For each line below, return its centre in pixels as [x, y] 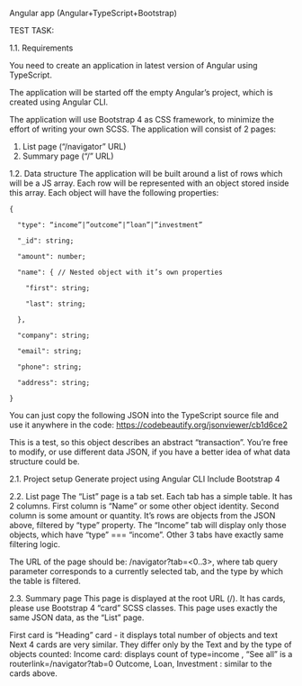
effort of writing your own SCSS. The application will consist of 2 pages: [143, 129]
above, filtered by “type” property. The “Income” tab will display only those [148, 525]
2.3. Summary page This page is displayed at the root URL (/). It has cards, [147, 598]
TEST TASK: [32, 30]
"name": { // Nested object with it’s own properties [120, 272]
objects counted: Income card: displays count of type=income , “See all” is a [151, 654]
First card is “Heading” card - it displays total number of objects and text [144, 635]
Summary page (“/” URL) [68, 156]
